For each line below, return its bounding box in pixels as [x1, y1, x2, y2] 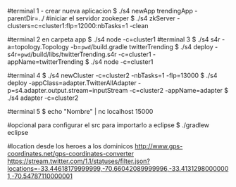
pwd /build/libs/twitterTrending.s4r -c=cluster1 [20, 50, 151, 58]
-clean [129, 22, 149, 30]
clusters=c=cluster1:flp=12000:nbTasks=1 [7, 22, 128, 30]
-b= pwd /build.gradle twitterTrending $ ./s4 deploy [70, 43, 213, 51]
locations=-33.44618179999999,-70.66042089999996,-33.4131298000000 [7, 165, 229, 172]
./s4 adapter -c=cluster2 [7, 93, 79, 102]
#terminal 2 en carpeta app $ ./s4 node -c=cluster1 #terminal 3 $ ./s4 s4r [7, 35, 221, 44]
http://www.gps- [135, 142, 183, 150]
